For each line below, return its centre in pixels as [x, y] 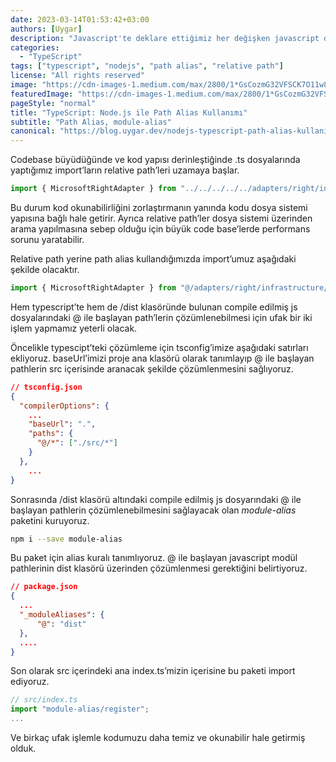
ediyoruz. [30, 682]
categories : [35, 47]
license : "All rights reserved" [77, 76]
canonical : [33, 131]
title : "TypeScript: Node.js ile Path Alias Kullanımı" [129, 112]
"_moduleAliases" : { [62, 615]
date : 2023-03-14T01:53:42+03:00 [80, 19]
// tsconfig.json [46, 387]
